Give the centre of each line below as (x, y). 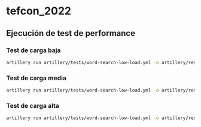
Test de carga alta (33, 105)
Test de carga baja (33, 50)
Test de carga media (36, 78)
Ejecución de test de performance (71, 33)
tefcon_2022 (39, 11)
